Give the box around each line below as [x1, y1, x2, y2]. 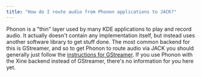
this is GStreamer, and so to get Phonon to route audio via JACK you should [6, 45, 194, 52]
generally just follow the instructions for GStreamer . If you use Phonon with [6, 51, 193, 58]
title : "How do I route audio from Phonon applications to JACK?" [6, 8, 177, 15]
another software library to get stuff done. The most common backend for [6, 38, 190, 45]
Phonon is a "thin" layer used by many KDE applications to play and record [6, 25, 192, 32]
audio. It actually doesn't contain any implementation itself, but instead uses [6, 31, 195, 39]
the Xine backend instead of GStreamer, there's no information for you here [6, 57, 194, 64]
